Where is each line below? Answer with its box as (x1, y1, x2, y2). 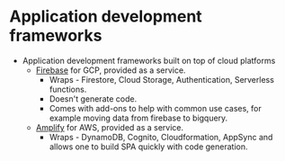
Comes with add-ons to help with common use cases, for (49, 103, 263, 113)
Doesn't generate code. (49, 93, 138, 104)
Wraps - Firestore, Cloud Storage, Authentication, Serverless (49, 74, 274, 85)
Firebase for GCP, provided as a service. (35, 65, 186, 76)
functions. (49, 84, 87, 94)
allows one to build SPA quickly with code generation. (49, 141, 249, 152)
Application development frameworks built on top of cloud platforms (22, 55, 276, 66)
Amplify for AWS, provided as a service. (35, 121, 184, 132)
